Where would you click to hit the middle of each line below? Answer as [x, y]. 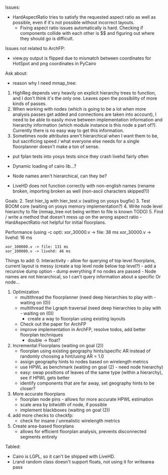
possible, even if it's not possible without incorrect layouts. [73, 22]
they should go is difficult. [47, 38]
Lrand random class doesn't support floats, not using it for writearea [83, 462]
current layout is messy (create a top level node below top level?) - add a [81, 266]
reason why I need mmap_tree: [45, 83]
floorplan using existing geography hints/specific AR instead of [85, 351]
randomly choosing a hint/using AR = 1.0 [62, 356]
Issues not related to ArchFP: [35, 48]
